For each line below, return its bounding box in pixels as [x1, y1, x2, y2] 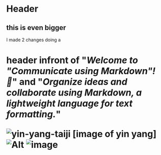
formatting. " [6, 109, 61, 120]
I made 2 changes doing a [6, 37, 61, 43]
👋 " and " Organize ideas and [6, 76, 127, 88]
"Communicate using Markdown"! [6, 66, 155, 77]
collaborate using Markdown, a [6, 87, 142, 99]
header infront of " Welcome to [6, 54, 139, 66]
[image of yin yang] [72, 128, 157, 140]
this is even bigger [6, 23, 66, 32]
